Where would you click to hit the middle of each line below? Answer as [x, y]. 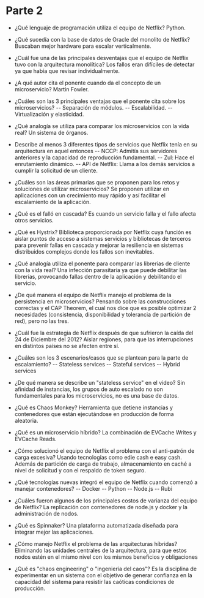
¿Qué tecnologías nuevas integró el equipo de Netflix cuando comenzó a [106, 482]
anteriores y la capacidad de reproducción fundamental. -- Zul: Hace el [104, 157]
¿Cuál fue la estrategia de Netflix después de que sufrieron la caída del [104, 333]
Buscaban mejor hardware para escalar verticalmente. [83, 46]
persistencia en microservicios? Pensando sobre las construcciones [100, 301]
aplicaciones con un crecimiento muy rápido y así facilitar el [90, 195]
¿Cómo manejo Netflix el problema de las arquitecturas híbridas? [96, 543]
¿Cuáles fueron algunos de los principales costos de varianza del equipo [106, 501]
